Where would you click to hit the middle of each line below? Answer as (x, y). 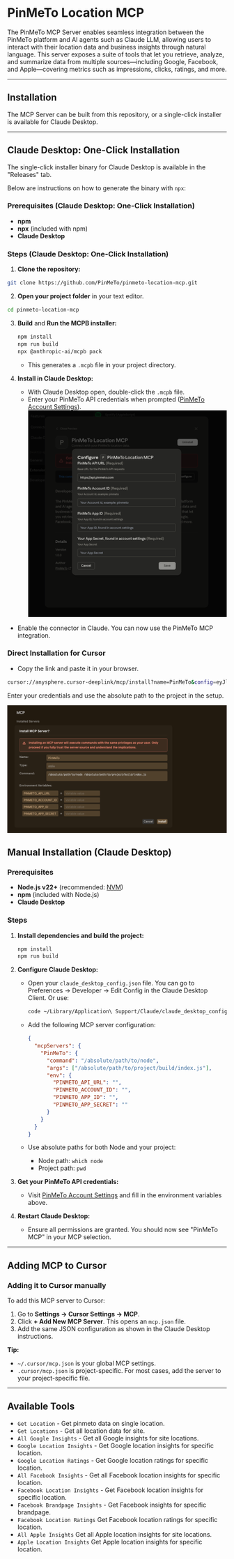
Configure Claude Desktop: (58, 969)
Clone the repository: (49, 269)
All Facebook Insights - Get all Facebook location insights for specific (119, 1475)
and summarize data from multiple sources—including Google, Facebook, (113, 61)
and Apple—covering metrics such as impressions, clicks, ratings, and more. (117, 69)
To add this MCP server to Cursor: (56, 1300)
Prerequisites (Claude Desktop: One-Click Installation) (101, 206)
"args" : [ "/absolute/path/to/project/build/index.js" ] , (129, 1068)
